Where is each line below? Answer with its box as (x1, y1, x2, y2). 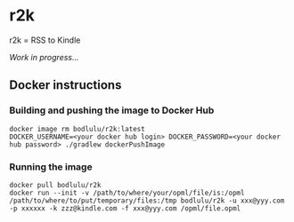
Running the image (9, 161, 93, 173)
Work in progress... (9, 52, 79, 62)
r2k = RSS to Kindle (9, 35, 81, 45)
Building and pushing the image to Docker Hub (9, 104, 215, 116)
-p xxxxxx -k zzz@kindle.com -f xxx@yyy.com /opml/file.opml (9, 203, 241, 213)
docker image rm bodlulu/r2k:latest (9, 124, 145, 133)
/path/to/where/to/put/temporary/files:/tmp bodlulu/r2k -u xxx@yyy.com (9, 196, 285, 205)
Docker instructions (9, 77, 122, 93)
